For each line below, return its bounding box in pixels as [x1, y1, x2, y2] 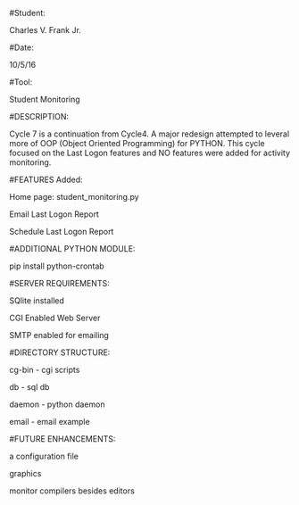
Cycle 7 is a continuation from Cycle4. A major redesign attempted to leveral [9, 128, 290, 139]
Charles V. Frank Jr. [9, 25, 82, 35]
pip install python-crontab [9, 261, 104, 271]
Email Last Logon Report [9, 209, 100, 219]
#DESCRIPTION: [9, 112, 70, 121]
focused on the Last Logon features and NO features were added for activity [9, 147, 291, 158]
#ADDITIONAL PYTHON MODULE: [9, 244, 136, 253]
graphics [9, 468, 42, 478]
